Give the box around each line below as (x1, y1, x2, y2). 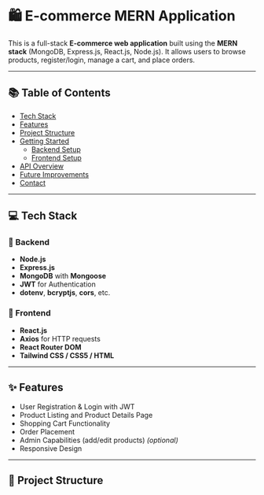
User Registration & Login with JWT (19, 401, 135, 411)
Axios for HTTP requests (19, 334, 101, 343)
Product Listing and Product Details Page (19, 410, 153, 419)
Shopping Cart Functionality (19, 419, 111, 428)
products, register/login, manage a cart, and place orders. (8, 55, 195, 65)
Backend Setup (31, 144, 81, 154)
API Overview (19, 161, 64, 171)
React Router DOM (19, 342, 82, 352)
